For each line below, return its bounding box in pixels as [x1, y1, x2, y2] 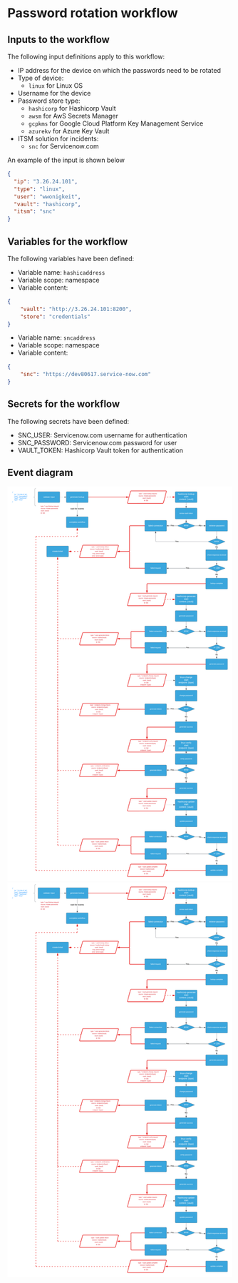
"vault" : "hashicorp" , [14, 201, 81, 208]
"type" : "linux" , [14, 186, 66, 193]
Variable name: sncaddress [17, 333, 96, 342]
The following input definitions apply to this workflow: [7, 52, 165, 61]
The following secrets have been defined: [7, 417, 130, 425]
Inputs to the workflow [7, 34, 110, 46]
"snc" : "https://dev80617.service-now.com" [20, 371, 152, 378]
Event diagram [7, 467, 73, 479]
